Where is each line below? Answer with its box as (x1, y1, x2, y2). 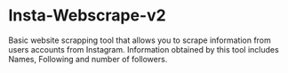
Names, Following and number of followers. (8, 53, 168, 64)
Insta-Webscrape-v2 (8, 5, 166, 26)
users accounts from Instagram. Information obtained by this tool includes (8, 44, 279, 54)
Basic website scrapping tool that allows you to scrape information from (8, 35, 272, 45)
